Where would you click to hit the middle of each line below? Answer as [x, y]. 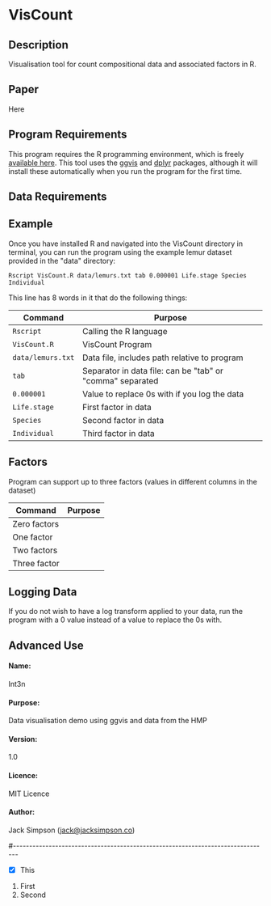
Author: [22, 812]
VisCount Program [117, 344]
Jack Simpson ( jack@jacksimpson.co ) [72, 830]
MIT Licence [29, 794]
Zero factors [35, 523]
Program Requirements [68, 135]
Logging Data [43, 592]
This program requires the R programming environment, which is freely [126, 154]
